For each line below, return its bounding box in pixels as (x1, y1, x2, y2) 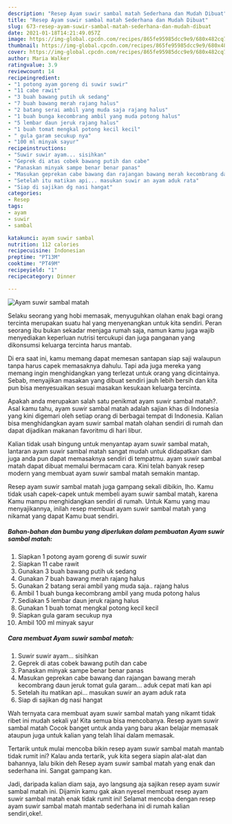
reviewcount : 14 (8, 68, 54, 75)
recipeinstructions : (8, 145, 67, 152)
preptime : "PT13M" (8, 253, 61, 261)
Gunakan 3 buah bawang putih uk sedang (17, 567, 137, 575)
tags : (8, 203, 23, 210)
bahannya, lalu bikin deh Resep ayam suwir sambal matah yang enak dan (8, 759, 215, 767)
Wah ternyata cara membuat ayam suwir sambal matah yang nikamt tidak (8, 709, 216, 717)
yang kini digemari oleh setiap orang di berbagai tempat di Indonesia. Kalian (8, 412, 223, 420)
